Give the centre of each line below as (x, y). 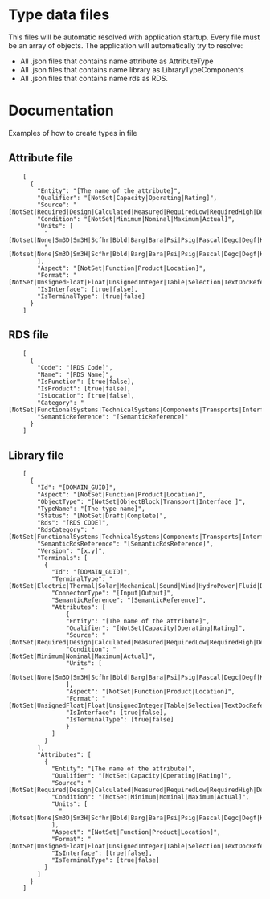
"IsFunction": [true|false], (86, 382)
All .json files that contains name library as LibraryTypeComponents (132, 69)
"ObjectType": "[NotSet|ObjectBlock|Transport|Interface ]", (142, 502)
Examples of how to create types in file (73, 133)
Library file (36, 455)
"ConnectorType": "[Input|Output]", (112, 593)
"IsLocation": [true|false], (86, 395)
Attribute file (41, 158)
